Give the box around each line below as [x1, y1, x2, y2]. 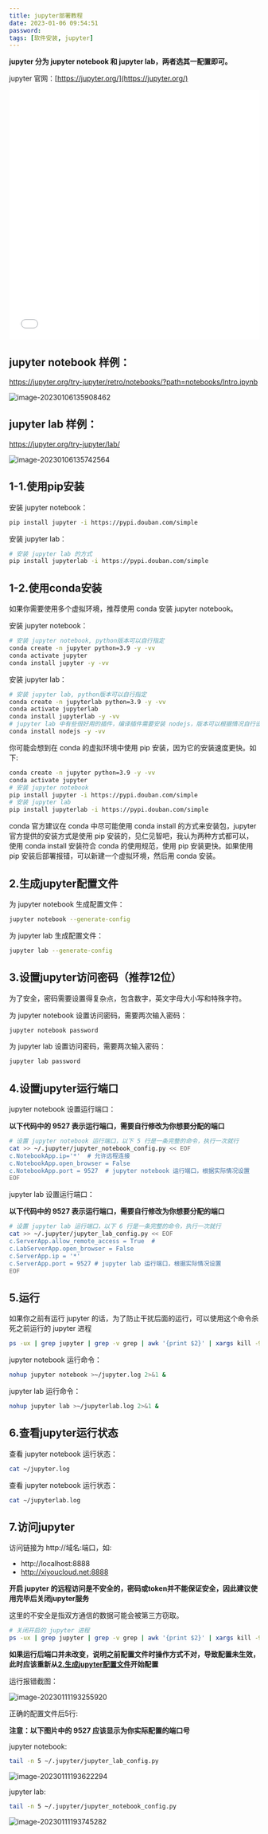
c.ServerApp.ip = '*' [9, 1252, 81, 1260]
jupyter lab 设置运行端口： [9, 1190, 95, 1199]
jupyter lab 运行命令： [9, 1387, 81, 1395]
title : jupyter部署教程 [9, 11, 83, 20]
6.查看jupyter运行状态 [9, 1427, 118, 1440]
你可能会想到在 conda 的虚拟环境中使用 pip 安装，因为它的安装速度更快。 [9, 742, 250, 752]
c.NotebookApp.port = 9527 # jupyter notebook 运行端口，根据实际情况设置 [9, 1167, 250, 1175]
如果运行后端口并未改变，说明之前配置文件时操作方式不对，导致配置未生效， [9, 1650, 260, 1659]
